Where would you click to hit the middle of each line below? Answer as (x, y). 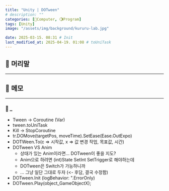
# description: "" (24, 15)
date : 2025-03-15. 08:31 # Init (39, 38)
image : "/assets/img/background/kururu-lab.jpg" (57, 29)
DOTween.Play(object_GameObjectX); (52, 183)
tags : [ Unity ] (20, 24)
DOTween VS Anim (32, 147)
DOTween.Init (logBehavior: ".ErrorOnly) (54, 178)
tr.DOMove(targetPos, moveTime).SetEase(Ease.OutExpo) (72, 136)
